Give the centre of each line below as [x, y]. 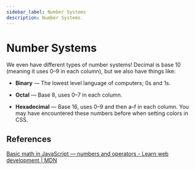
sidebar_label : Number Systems [46, 12]
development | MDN [32, 160]
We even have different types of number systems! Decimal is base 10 [94, 65]
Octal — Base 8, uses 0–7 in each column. [69, 95]
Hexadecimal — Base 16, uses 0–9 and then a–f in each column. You [102, 107]
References [29, 139]
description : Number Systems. [45, 18]
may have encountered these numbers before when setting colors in [101, 113]
